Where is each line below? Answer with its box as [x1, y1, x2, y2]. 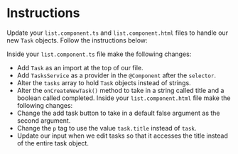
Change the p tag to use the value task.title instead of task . [16, 123, 197, 132]
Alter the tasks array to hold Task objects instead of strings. [16, 78, 191, 87]
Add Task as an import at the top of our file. [16, 63, 144, 72]
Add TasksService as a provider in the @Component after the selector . [16, 71, 217, 79]
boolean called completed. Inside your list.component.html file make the [16, 94, 231, 102]
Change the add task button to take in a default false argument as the [16, 109, 221, 117]
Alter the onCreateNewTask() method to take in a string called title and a [16, 86, 225, 94]
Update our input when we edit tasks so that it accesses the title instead [16, 131, 229, 140]
